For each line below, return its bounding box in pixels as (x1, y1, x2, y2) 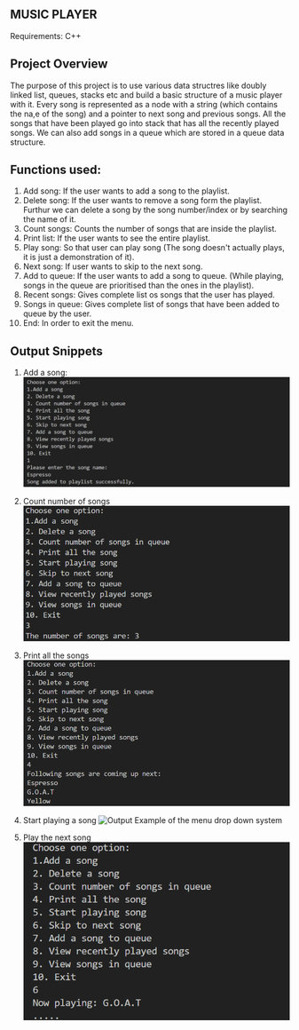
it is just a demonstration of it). (22, 252, 135, 263)
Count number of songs (22, 496, 110, 507)
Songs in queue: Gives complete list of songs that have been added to (22, 299, 280, 310)
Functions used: (10, 162, 101, 178)
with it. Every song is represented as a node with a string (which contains (10, 99, 279, 109)
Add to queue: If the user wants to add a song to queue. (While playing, (22, 271, 285, 281)
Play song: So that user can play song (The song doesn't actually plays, (22, 242, 285, 253)
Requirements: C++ (10, 30, 82, 41)
